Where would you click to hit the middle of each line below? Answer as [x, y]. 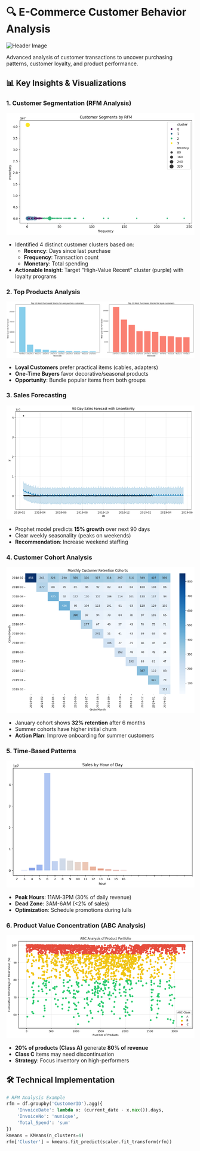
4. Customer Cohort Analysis [49, 557]
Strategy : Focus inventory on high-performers [72, 1060]
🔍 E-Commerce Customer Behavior [96, 12]
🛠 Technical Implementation [61, 1080]
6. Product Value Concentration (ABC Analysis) [76, 926]
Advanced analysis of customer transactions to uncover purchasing [90, 57]
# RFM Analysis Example [36, 1098]
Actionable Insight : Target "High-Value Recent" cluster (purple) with [99, 270]
